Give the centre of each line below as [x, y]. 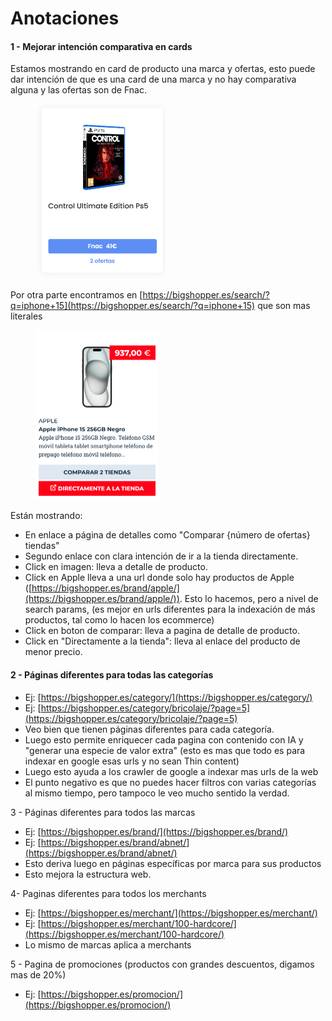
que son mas [284, 305]
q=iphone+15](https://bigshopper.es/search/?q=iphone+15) [133, 305]
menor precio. [53, 652]
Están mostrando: [46, 516]
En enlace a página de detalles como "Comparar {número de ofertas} [167, 535]
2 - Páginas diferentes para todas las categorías [112, 674]
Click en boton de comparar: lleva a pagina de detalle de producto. [162, 631]
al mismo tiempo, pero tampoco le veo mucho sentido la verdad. [157, 793]
